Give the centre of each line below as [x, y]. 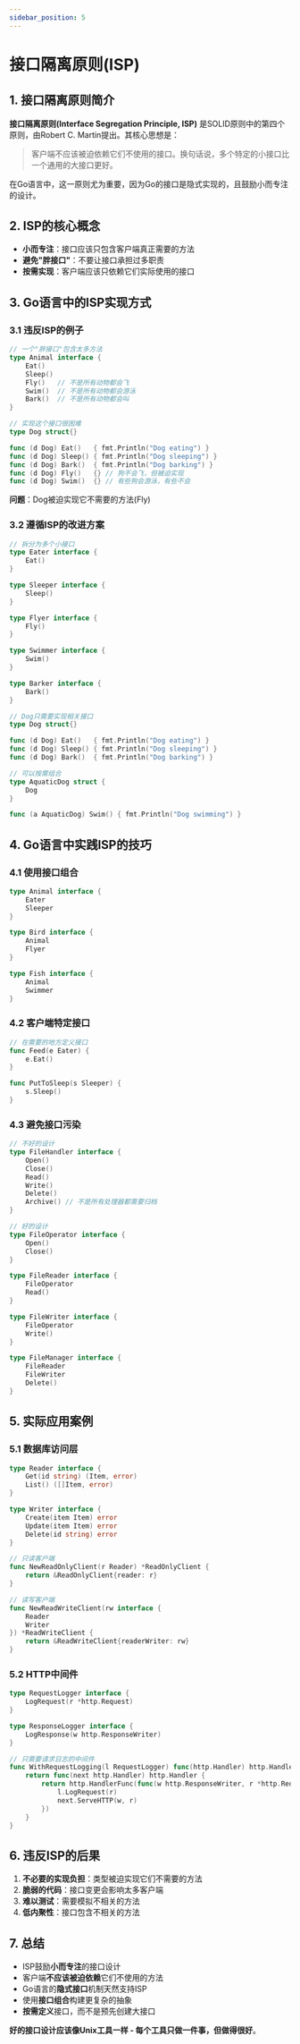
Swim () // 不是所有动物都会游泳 [81, 391]
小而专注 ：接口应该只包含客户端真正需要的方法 [108, 249]
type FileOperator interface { [67, 1234]
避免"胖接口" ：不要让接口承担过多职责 [93, 260]
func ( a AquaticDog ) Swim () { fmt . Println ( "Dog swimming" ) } [125, 815]
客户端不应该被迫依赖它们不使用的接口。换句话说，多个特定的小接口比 [160, 154]
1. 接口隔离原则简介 [62, 101]
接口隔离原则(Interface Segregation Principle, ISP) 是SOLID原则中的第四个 [147, 123]
